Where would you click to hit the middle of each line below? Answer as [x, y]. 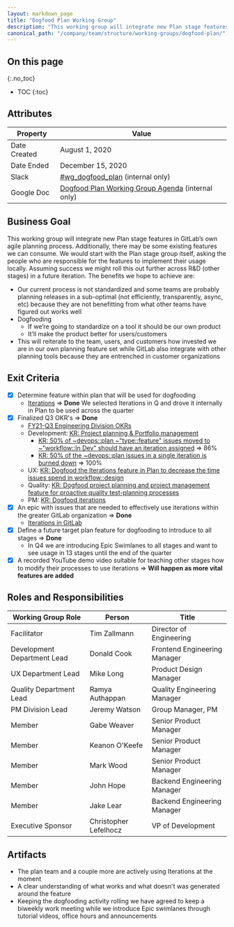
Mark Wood [108, 765]
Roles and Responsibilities [65, 597]
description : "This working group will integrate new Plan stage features [118, 27]
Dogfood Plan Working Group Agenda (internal [136, 188]
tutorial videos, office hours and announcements [87, 916]
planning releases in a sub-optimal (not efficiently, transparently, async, [120, 296]
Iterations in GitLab [55, 522]
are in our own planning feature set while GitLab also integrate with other [122, 348]
